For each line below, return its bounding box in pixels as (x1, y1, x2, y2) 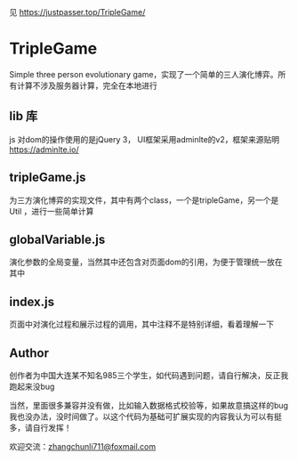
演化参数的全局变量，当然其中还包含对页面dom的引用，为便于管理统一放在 (9, 256, 283, 268)
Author (9, 345, 49, 360)
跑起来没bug (9, 381, 55, 392)
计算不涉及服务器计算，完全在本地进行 (16, 80, 157, 91)
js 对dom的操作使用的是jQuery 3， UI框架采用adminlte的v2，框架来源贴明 (9, 133, 280, 144)
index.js (9, 294, 55, 309)
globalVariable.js (9, 231, 106, 247)
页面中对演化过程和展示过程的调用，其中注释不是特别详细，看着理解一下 (9, 319, 274, 330)
